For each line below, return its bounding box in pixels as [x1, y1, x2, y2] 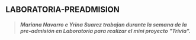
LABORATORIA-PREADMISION [5, 5, 120, 15]
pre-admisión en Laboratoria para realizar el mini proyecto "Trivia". [20, 27, 191, 34]
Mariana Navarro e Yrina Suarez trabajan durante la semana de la [20, 21, 187, 28]
